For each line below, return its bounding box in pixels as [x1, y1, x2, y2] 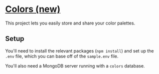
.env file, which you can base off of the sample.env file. [5, 53, 119, 59]
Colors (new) [5, 3, 61, 15]
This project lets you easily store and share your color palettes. [5, 20, 135, 26]
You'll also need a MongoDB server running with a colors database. [5, 62, 145, 68]
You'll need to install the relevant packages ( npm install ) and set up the [5, 47, 154, 53]
